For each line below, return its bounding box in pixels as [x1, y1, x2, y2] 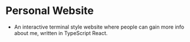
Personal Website [5, 4, 94, 17]
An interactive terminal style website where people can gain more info [14, 23, 184, 30]
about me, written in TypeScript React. [14, 29, 108, 36]
